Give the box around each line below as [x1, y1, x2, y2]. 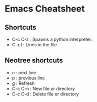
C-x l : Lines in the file [11, 42, 57, 48]
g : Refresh [11, 80, 35, 86]
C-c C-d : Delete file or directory [11, 91, 79, 97]
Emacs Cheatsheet [4, 3, 85, 15]
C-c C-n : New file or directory [11, 85, 75, 91]
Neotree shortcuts [4, 56, 63, 65]
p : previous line [11, 75, 45, 81]
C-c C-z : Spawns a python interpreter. [11, 36, 92, 42]
